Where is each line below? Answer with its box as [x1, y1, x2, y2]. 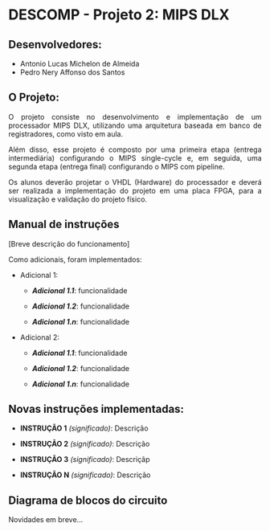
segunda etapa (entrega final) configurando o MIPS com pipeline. [8, 161, 225, 171]
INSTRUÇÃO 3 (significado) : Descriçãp [19, 455, 150, 464]
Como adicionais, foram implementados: [8, 255, 142, 264]
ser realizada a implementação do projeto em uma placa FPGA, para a [8, 186, 262, 195]
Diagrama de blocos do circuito [8, 493, 168, 507]
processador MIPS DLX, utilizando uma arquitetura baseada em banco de [8, 120, 262, 130]
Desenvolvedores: [8, 38, 102, 51]
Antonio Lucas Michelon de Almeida [19, 59, 140, 68]
